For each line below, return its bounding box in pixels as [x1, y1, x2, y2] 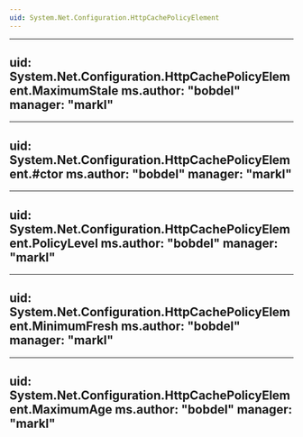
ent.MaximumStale [9, 83, 119, 99]
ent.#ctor [9, 166, 64, 181]
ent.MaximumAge [9, 402, 113, 417]
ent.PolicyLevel [9, 235, 99, 250]
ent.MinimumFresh [9, 319, 119, 334]
